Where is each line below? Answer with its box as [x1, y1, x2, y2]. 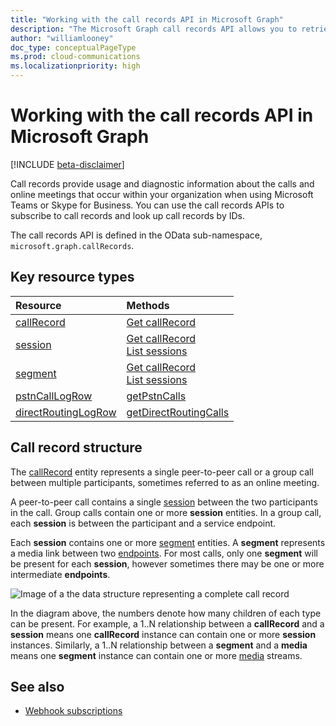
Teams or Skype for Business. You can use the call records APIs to [10, 199, 285, 211]
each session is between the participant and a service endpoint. [10, 517, 277, 529]
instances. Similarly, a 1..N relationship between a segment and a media [10, 639, 308, 651]
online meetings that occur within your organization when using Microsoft [10, 188, 314, 200]
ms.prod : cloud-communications [10, 52, 141, 62]
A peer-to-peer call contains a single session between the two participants [10, 496, 318, 508]
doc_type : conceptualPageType [10, 42, 137, 53]
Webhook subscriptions [24, 705, 123, 717]
